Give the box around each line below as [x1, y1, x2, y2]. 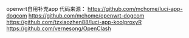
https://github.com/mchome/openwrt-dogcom [28, 12, 145, 19]
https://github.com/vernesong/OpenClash [6, 25, 111, 32]
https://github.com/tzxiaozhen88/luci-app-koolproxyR [6, 19, 142, 25]
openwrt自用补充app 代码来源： [6, 5, 86, 12]
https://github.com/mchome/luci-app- [87, 5, 184, 12]
